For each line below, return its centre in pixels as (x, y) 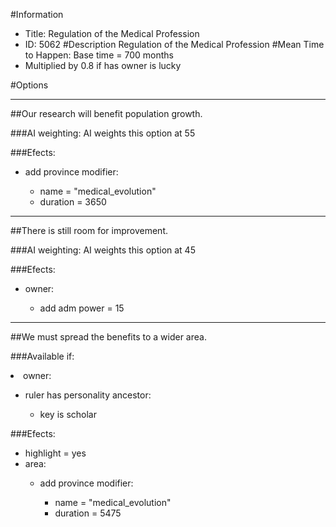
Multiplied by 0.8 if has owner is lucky (103, 65)
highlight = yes (55, 453)
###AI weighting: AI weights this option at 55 (103, 133)
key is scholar (68, 414)
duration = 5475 (88, 513)
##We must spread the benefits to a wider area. (108, 337)
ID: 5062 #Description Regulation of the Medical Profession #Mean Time (174, 44)
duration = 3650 (73, 202)
